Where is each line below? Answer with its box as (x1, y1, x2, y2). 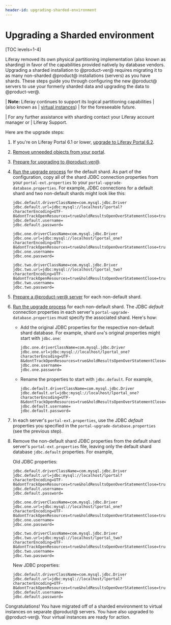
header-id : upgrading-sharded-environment (5, 7, 97, 13)
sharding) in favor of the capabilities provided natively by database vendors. (5, 62, 165, 68)
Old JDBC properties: (12, 458, 58, 465)
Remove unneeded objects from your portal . (12, 149, 106, 155)
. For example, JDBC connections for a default (55, 184, 153, 191)
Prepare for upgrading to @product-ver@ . (12, 158, 101, 165)
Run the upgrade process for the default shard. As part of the (12, 169, 141, 175)
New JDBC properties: (12, 562, 60, 568)
